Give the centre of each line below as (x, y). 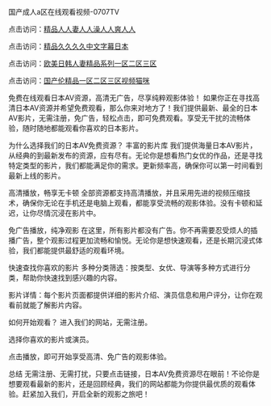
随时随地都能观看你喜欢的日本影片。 (82, 128)
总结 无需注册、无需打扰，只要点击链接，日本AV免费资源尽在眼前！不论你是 (134, 374)
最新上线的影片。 (37, 176)
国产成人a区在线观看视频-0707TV (64, 12)
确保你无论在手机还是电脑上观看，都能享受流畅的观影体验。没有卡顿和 (139, 203)
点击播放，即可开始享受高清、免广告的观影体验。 (90, 357)
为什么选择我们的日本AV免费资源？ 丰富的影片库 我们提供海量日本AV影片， (133, 145)
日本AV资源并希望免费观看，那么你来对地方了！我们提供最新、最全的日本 (136, 108)
